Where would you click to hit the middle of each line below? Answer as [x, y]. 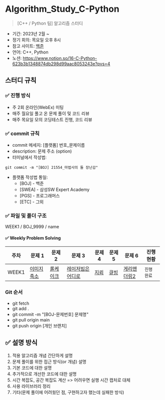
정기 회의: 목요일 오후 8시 [37, 40]
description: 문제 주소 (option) [42, 151]
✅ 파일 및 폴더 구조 [26, 215]
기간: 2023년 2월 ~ [31, 33]
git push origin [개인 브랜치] [40, 325]
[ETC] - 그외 [32, 202]
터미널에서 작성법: [29, 157]
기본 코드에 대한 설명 [32, 368]
